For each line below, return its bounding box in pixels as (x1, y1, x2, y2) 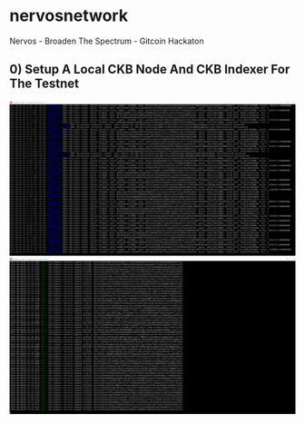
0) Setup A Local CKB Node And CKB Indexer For (9, 62, 290, 77)
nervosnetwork (9, 5, 129, 26)
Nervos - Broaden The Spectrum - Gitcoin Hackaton (9, 35, 204, 46)
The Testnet (9, 76, 80, 92)
